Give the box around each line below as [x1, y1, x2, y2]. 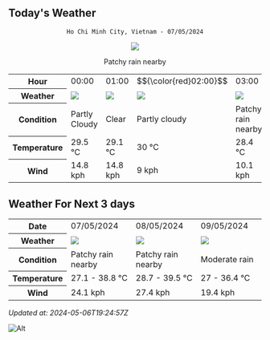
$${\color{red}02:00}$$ [136, 75, 228, 87]
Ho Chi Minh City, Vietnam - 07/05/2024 [66, 27, 204, 35]
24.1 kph [71, 286, 106, 297]
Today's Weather [8, 6, 96, 20]
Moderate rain [200, 253, 254, 265]
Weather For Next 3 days [8, 196, 135, 211]
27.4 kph [135, 286, 170, 297]
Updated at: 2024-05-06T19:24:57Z [8, 308, 129, 318]
